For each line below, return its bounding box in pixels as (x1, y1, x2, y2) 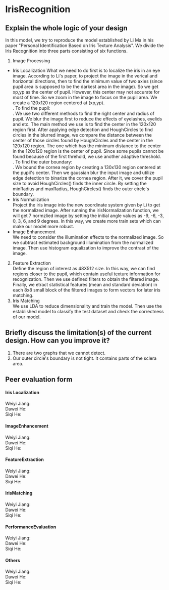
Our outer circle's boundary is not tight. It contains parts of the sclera (12, 355, 157, 361)
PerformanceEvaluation (5, 524, 57, 530)
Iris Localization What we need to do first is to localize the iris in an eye (12, 67, 160, 73)
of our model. (12, 314, 41, 320)
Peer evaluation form (5, 375, 73, 384)
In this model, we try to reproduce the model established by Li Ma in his (5, 37, 154, 43)
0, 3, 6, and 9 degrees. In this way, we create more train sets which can (12, 218, 161, 224)
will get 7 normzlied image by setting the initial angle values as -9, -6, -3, (12, 213, 164, 219)
